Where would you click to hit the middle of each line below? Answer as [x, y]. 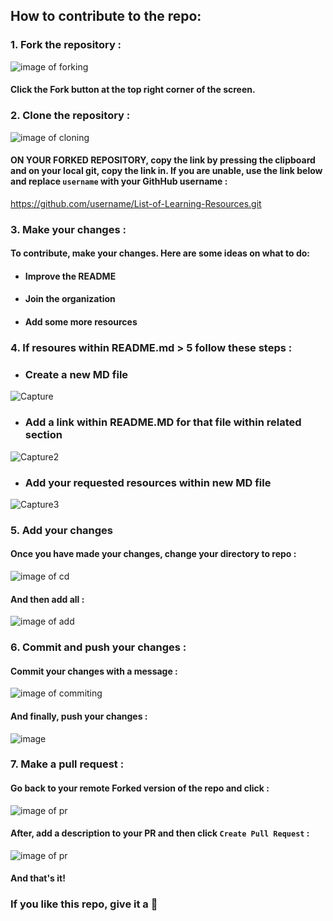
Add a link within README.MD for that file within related [163, 422]
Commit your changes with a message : [94, 671]
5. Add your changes [62, 530]
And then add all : [47, 599]
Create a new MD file [76, 374]
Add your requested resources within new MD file [148, 482]
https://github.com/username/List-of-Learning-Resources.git [136, 203]
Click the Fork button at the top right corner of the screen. [133, 90]
